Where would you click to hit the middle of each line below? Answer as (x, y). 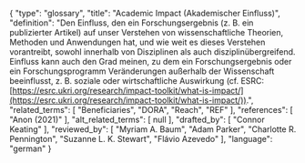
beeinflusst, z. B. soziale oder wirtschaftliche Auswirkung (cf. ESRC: (137, 81)
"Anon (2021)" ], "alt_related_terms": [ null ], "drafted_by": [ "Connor (137, 119)
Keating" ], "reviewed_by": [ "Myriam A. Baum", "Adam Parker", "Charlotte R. (153, 129)
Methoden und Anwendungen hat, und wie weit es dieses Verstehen (137, 42)
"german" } (30, 148)
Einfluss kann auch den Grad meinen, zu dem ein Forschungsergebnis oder (151, 61)
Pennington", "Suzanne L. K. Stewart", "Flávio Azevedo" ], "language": (141, 139)
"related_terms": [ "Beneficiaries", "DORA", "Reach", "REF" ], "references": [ (151, 110)
